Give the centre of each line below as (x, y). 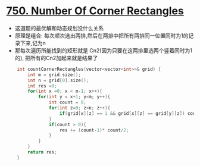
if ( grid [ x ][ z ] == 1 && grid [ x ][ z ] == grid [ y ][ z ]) (122, 113)
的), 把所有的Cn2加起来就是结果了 (56, 58)
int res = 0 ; (43, 86)
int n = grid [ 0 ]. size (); (58, 80)
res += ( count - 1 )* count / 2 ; (94, 130)
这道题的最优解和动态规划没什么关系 (59, 28)
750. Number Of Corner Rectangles (95, 11)
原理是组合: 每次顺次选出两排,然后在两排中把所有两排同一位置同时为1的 (101, 35)
